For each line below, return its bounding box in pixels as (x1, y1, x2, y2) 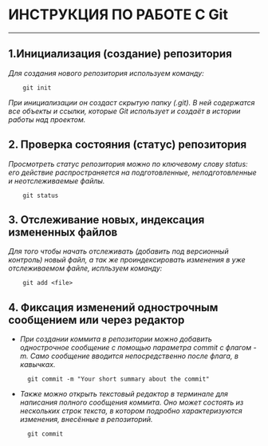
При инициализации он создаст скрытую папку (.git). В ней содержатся (8, 97, 255, 107)
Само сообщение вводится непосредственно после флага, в (30, 351, 239, 361)
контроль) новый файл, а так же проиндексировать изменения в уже (8, 255, 246, 265)
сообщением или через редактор (8, 313, 185, 326)
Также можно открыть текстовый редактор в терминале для (19, 389, 229, 399)
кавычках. (19, 360, 56, 369)
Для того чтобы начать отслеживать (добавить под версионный (8, 247, 229, 256)
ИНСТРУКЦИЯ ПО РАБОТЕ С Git (8, 6, 229, 24)
